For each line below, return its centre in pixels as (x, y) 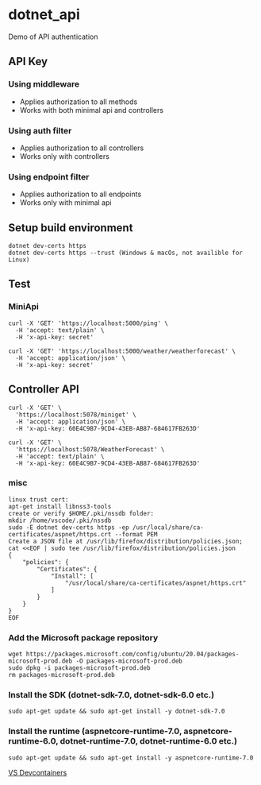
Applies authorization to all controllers (82, 148)
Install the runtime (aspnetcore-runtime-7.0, (95, 731)
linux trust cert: (38, 499)
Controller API (44, 390)
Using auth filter (40, 130)
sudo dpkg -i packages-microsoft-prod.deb (79, 668)
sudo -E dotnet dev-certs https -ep (69, 527)
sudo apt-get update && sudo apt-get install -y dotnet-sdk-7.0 (117, 712)
